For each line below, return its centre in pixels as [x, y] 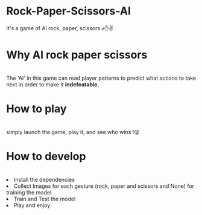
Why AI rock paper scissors [77, 55]
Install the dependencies [45, 179]
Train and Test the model [45, 199]
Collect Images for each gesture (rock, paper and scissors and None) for [104, 186]
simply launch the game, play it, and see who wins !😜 [73, 132]
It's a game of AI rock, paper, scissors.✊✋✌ [60, 28]
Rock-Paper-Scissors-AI [69, 11]
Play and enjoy [32, 205]
